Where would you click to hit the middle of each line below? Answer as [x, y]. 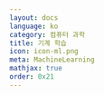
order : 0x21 [32, 77]
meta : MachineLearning [52, 60]
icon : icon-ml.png [44, 52]
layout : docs [34, 18]
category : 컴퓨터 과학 [47, 34]
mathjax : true [36, 69]
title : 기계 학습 [38, 43]
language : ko [34, 26]
